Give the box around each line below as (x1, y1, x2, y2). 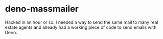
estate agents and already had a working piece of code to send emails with (5, 24, 157, 30)
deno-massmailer (5, 3, 79, 14)
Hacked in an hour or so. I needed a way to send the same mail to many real (5, 19, 158, 25)
